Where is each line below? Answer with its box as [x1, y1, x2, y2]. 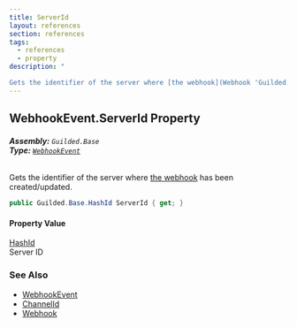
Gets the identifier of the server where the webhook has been [9, 172, 234, 183]
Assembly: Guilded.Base [9, 135, 100, 146]
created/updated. [9, 182, 72, 193]
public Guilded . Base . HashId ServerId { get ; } [9, 199, 184, 208]
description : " [9, 63, 65, 72]
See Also [9, 269, 49, 281]
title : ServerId [9, 12, 69, 22]
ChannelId [21, 298, 60, 309]
